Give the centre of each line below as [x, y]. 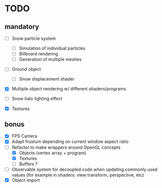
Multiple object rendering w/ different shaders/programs [69, 89]
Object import [26, 180]
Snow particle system [34, 38]
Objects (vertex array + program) [53, 153]
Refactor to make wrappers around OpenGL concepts [66, 147]
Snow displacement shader [47, 79]
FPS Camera [24, 136]
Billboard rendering [39, 54]
